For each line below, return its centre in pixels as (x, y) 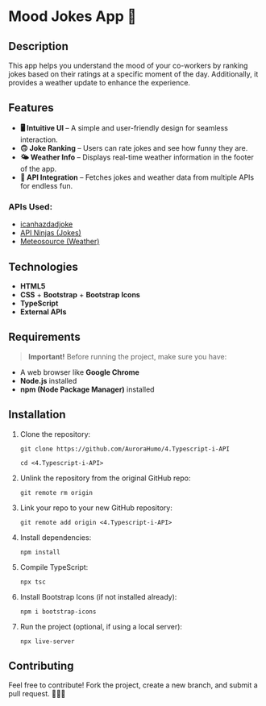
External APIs (43, 311)
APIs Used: (31, 206)
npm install (40, 552)
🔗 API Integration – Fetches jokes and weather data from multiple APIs (137, 177)
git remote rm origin (56, 492)
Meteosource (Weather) (60, 242)
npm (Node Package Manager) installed (87, 389)
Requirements (44, 337)
